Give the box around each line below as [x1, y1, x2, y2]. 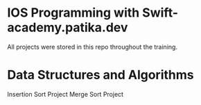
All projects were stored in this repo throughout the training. [7, 42, 178, 51]
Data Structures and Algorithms [7, 67, 194, 83]
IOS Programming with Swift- [7, 5, 179, 21]
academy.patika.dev [7, 19, 128, 35]
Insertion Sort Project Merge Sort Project [7, 90, 123, 98]
